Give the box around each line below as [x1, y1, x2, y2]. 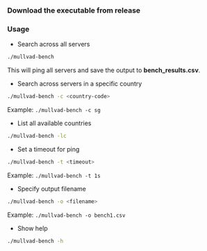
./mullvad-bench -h [7, 237, 64, 245]
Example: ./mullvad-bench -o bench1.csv [7, 211, 126, 219]
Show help [17, 224, 48, 232]
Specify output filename [17, 184, 87, 193]
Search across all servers [17, 40, 90, 49]
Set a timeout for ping [17, 145, 80, 153]
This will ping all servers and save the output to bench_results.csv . [7, 66, 201, 74]
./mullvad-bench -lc [7, 132, 67, 139]
